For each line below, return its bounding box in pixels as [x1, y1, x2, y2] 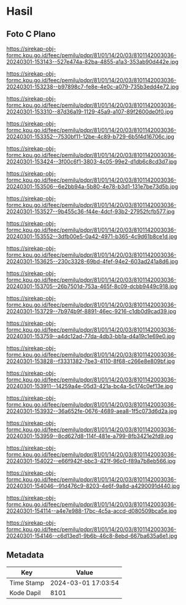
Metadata [6, 550, 44, 560]
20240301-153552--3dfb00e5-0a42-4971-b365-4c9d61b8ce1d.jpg [6, 233, 177, 240]
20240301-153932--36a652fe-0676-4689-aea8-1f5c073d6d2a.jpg [6, 407, 177, 415]
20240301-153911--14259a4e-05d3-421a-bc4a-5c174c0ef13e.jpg [6, 383, 173, 389]
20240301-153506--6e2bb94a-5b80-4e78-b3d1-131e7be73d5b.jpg [6, 183, 179, 190]
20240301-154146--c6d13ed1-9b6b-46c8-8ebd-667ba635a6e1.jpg [6, 533, 177, 539]
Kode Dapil [9, 588, 41, 597]
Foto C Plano [6, 29, 56, 39]
